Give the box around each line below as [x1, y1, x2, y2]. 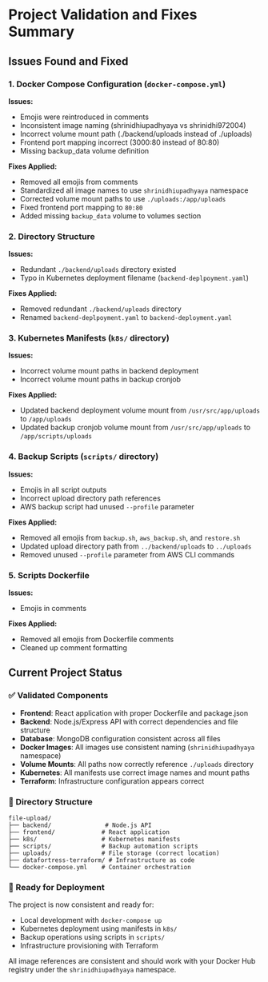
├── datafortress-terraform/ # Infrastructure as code [8, 856, 195, 864]
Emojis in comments [19, 604, 86, 613]
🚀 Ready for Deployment [8, 881, 106, 892]
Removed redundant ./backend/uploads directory [19, 304, 182, 313]
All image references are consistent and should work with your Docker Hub [8, 956, 256, 966]
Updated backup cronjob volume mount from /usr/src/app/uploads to [19, 422, 250, 433]
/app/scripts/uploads [19, 433, 92, 441]
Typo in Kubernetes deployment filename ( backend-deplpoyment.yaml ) [19, 273, 250, 283]
